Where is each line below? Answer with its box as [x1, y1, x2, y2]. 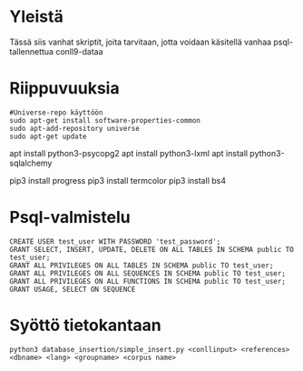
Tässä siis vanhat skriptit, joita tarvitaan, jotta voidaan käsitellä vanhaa [9, 36, 272, 47]
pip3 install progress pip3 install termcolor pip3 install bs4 [9, 175, 227, 185]
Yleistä [9, 6, 64, 27]
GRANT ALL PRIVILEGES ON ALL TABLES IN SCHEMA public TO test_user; [9, 261, 274, 270]
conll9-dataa [55, 45, 103, 56]
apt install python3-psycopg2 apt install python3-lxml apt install [9, 147, 248, 158]
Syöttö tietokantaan [9, 316, 161, 336]
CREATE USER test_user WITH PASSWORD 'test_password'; [9, 236, 221, 246]
